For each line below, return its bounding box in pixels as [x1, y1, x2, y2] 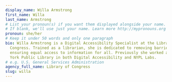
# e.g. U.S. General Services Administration [5, 60, 104, 65]
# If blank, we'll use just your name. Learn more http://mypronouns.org [5, 26, 166, 32]
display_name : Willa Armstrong [5, 7, 72, 13]
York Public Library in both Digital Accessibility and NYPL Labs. [10, 54, 157, 60]
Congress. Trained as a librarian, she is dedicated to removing [10, 45, 153, 50]
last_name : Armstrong [5, 17, 52, 22]
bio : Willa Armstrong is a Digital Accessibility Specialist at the [5, 41, 155, 46]
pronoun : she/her [5, 31, 42, 36]
